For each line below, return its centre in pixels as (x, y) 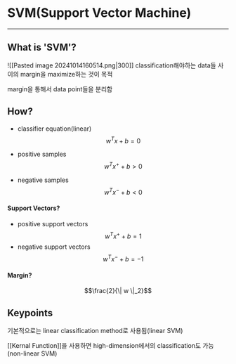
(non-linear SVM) (32, 353)
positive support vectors (53, 223)
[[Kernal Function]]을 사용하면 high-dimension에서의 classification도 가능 (111, 346)
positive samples (42, 154)
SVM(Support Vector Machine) (99, 13)
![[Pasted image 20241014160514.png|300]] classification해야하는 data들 (112, 65)
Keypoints (30, 313)
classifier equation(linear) (54, 129)
